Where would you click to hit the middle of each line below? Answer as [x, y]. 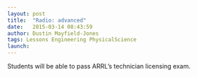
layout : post [26, 14]
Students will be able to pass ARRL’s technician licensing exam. [99, 66]
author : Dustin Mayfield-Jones [53, 33]
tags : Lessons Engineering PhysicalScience [72, 40]
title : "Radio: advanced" [47, 20]
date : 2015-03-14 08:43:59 [50, 27]
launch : [19, 46]
